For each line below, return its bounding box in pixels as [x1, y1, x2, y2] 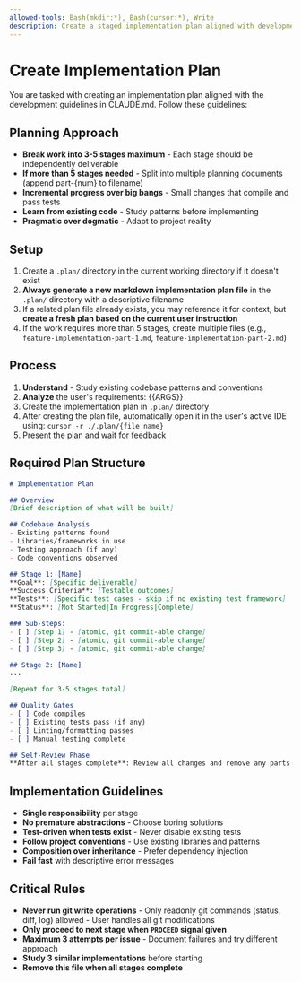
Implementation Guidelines [9, 784, 164, 799]
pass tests [21, 196, 61, 207]
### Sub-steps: [9, 620, 66, 629]
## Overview [9, 495, 54, 505]
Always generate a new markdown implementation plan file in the [21, 284, 271, 296]
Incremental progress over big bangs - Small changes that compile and [21, 187, 289, 198]
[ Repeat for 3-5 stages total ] [9, 685, 126, 694]
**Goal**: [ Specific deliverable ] [9, 578, 139, 587]
